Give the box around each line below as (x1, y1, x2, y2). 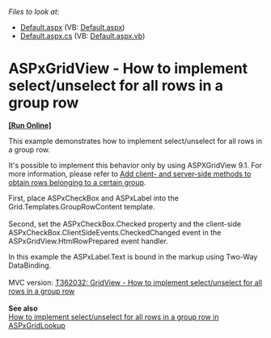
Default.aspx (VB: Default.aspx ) (19, 23, 125, 32)
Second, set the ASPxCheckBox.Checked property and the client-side (8, 218, 241, 229)
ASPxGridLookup (8, 320, 66, 330)
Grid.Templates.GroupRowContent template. (8, 201, 155, 211)
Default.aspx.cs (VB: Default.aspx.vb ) (19, 32, 146, 40)
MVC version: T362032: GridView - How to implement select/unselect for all (8, 277, 263, 287)
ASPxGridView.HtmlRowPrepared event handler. (8, 236, 168, 246)
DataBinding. (8, 260, 52, 270)
